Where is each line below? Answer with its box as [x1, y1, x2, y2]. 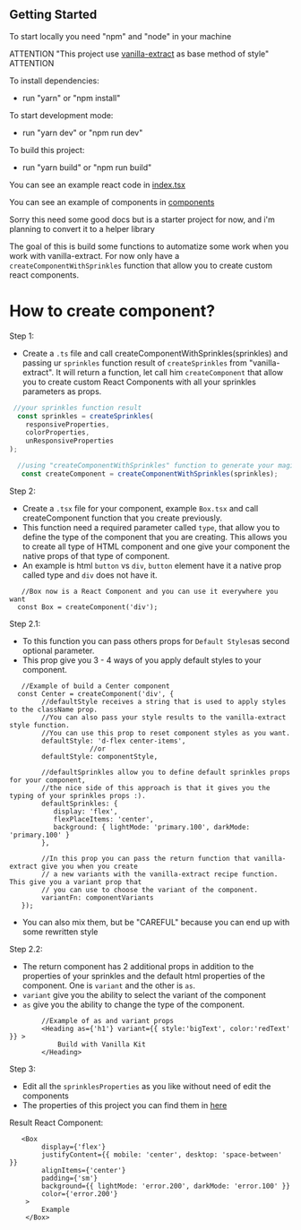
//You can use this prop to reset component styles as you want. [41, 728, 291, 737]
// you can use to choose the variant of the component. [41, 885, 258, 894]
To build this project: [9, 144, 85, 155]
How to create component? [9, 301, 216, 321]
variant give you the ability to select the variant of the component [21, 989, 266, 1000]
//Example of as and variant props [41, 1016, 175, 1025]
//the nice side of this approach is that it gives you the [41, 783, 271, 792]
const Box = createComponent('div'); [17, 602, 159, 612]
